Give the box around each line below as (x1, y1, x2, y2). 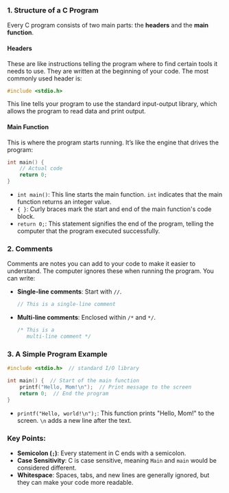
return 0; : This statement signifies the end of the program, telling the (16, 219, 214, 228)
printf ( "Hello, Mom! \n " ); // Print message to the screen (19, 384, 192, 391)
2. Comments (7, 244, 53, 253)
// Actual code (19, 165, 63, 172)
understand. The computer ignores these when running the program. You (7, 267, 215, 275)
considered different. (16, 463, 77, 472)
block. (16, 212, 35, 221)
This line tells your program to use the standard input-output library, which (7, 100, 217, 108)
